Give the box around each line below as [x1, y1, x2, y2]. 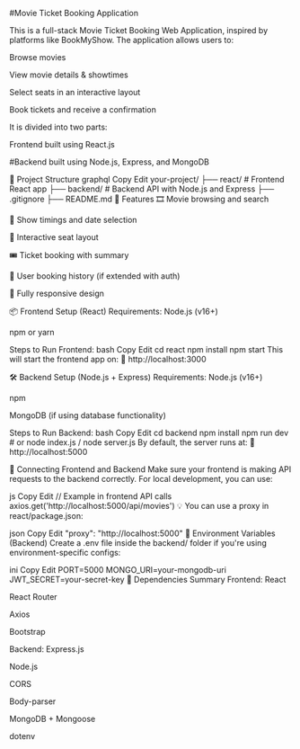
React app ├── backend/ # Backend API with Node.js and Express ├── [9, 183, 275, 194]
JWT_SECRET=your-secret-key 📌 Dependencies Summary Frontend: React [9, 575, 287, 584]
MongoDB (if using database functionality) [9, 410, 166, 421]
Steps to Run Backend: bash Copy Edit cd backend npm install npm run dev [9, 427, 289, 438]
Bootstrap [9, 627, 47, 637]
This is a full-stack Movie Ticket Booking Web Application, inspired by [9, 25, 269, 35]
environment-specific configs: [9, 548, 121, 557]
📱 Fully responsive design [9, 288, 105, 299]
